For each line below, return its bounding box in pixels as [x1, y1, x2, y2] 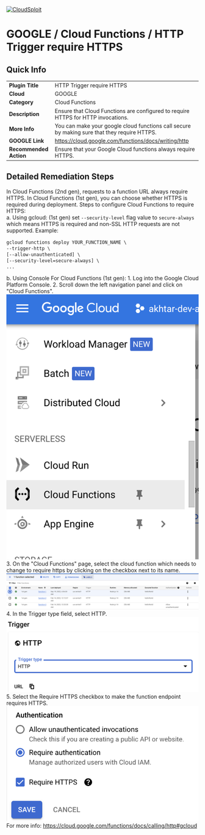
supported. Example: [6, 227, 59, 234]
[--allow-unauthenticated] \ [6, 251, 81, 258]
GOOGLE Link [9, 137, 45, 144]
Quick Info [6, 64, 47, 75]
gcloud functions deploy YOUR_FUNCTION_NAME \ [6, 239, 127, 246]
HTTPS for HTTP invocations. [54, 114, 129, 121]
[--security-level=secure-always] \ [6, 257, 99, 264]
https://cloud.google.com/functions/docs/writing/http [54, 137, 189, 144]
